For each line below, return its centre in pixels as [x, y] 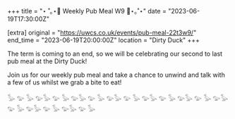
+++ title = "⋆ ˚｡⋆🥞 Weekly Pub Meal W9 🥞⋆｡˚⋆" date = [87, 11]
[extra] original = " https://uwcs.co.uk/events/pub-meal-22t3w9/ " [102, 32]
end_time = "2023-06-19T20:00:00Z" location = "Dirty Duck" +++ [103, 40]
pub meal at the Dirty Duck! [47, 61]
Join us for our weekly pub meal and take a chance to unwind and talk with [116, 75]
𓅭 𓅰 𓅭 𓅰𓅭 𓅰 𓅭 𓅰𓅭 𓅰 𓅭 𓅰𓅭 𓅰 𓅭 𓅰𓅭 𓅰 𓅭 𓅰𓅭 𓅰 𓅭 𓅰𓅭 [118, 98]
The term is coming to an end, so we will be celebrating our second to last [115, 54]
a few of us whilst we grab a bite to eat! [65, 82]
